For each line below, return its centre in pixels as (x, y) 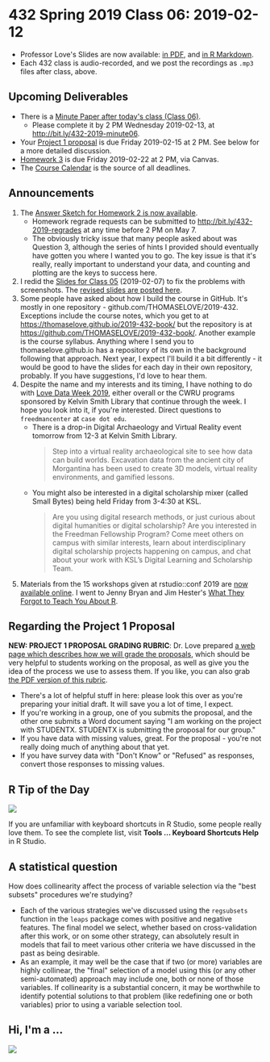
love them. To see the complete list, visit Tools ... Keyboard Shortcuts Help (134, 833)
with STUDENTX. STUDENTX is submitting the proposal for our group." (138, 730)
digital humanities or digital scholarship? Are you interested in (154, 525)
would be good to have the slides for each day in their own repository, (136, 367)
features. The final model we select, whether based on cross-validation (138, 927)
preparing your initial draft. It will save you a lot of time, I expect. (127, 705)
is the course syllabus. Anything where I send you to (107, 341)
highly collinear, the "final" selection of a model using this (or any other (138, 970)
